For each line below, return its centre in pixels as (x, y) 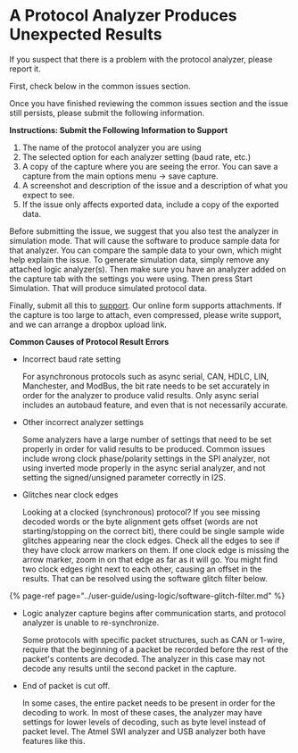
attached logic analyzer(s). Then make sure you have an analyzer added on (148, 269)
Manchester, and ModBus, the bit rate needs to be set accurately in (146, 386)
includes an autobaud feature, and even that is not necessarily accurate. (155, 405)
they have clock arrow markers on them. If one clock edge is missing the (156, 549)
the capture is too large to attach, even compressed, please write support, (145, 314)
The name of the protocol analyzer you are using (112, 147)
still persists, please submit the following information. (107, 113)
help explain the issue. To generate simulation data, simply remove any (139, 259)
